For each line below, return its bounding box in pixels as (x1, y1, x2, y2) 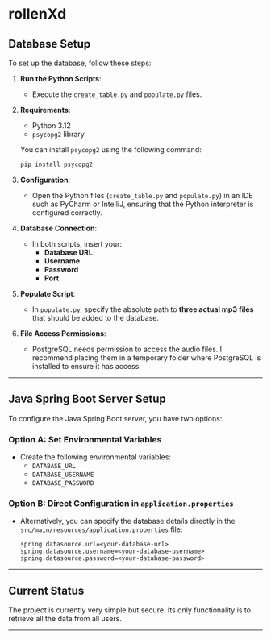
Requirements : (19, 106, 71, 114)
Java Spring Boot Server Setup (8, 392, 167, 406)
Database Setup (8, 37, 91, 51)
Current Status (8, 583, 85, 597)
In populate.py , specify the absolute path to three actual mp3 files (31, 304, 254, 314)
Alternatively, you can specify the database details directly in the (19, 517, 236, 526)
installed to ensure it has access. (31, 361, 141, 371)
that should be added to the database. (31, 313, 160, 322)
